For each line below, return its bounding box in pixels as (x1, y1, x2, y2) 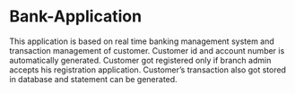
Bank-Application (9, 6, 142, 27)
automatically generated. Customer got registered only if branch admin (9, 55, 272, 65)
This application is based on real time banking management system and (9, 36, 275, 46)
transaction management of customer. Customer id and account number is (9, 45, 285, 55)
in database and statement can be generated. (9, 73, 178, 84)
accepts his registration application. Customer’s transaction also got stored (9, 64, 287, 75)
